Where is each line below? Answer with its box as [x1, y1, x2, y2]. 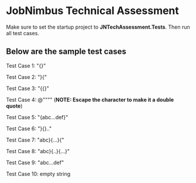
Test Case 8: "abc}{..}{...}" [6, 147, 70, 154]
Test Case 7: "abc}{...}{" [6, 136, 64, 143]
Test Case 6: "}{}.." [6, 125, 52, 132]
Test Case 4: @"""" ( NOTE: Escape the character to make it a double [6, 96, 174, 103]
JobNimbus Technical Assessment [6, 4, 180, 18]
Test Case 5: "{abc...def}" [6, 113, 68, 120]
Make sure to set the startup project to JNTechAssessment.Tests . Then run [6, 23, 190, 30]
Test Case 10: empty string [6, 170, 71, 177]
